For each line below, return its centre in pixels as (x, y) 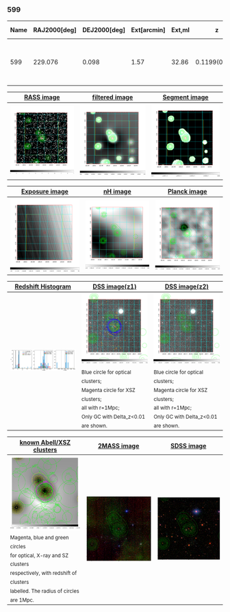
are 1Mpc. (22, 600)
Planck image (187, 192)
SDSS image (189, 446)
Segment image (186, 97)
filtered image (113, 97)
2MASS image (119, 446)
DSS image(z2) (187, 286)
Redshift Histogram (43, 286)
